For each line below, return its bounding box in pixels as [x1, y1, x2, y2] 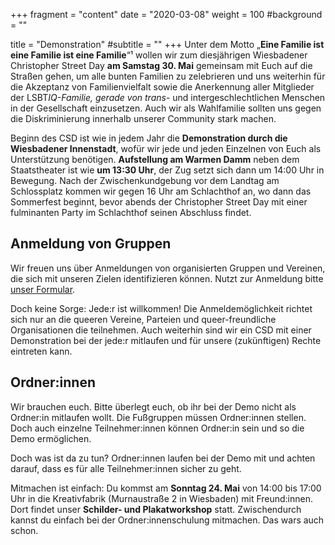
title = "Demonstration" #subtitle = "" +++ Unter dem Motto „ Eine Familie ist [10, 39, 325, 50]
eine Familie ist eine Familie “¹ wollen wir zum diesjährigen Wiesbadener [10, 49, 308, 61]
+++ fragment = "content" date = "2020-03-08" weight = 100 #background [10, 9, 323, 20]
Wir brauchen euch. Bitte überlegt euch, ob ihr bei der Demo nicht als [10, 400, 297, 413]
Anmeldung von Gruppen [10, 235, 172, 253]
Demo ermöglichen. [10, 432, 92, 444]
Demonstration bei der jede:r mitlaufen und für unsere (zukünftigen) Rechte [10, 334, 322, 346]
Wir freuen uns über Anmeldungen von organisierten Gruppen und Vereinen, [10, 262, 326, 274]
